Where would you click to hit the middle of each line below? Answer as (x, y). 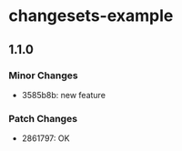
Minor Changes (43, 75)
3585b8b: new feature (64, 95)
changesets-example (91, 16)
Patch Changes (43, 118)
